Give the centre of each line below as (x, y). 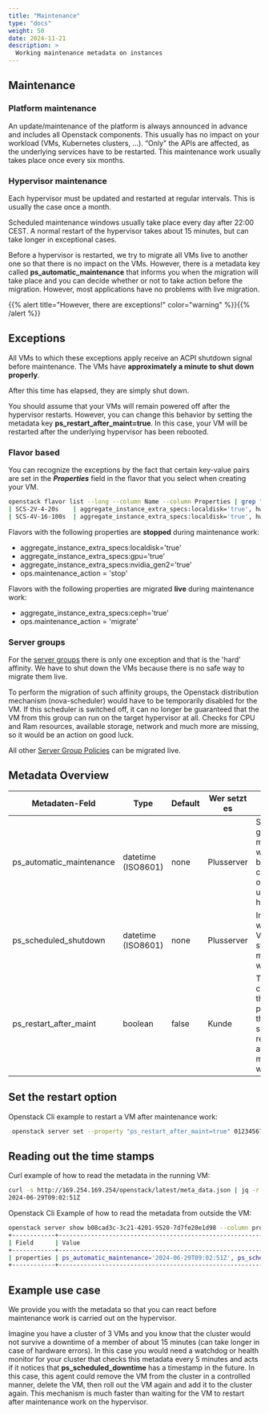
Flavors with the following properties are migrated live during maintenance (131, 589)
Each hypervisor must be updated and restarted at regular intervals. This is (132, 198)
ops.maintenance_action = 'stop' (74, 573)
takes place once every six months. (67, 160)
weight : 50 (26, 31)
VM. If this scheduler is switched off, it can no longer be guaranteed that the (134, 709)
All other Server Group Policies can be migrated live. (95, 751)
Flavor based (34, 452)
